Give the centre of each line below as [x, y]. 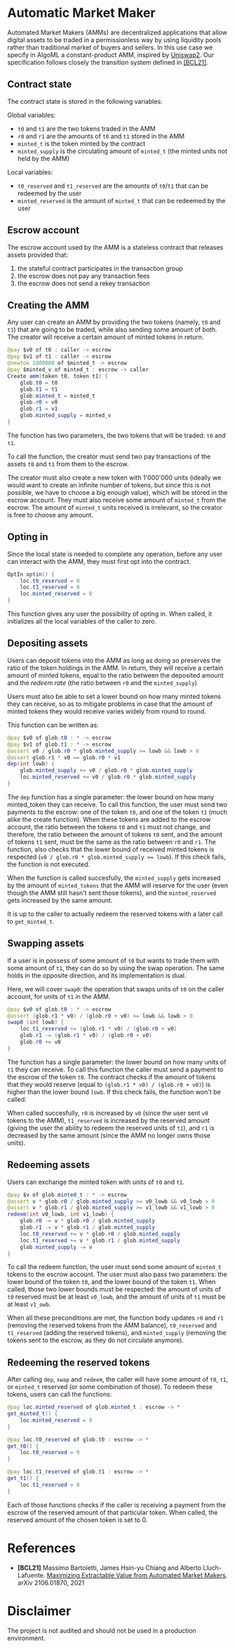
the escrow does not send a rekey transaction [83, 283]
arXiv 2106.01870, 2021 [51, 1583]
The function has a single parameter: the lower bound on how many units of [117, 1062]
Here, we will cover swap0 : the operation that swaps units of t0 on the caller [116, 989]
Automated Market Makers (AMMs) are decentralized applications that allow [117, 32]
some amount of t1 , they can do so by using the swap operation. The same [116, 967]
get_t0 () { [23, 1446]
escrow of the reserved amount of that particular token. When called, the [113, 1512]
